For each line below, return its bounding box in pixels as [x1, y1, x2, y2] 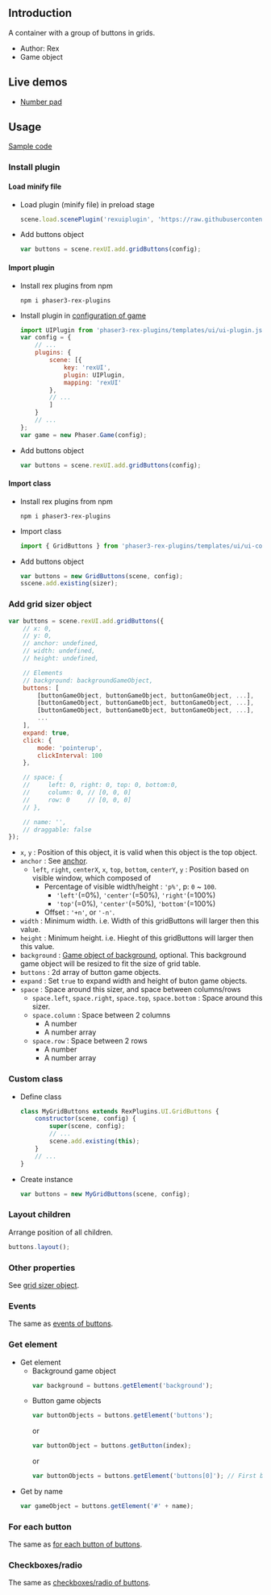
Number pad [19, 97, 62, 106]
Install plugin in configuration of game [19, 310, 147, 320]
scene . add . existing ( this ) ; [49, 1137, 140, 1146]
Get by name [19, 1487, 63, 1496]
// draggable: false [23, 826, 92, 834]
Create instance [19, 1174, 73, 1184]
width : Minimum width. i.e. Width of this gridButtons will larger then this [19, 916, 260, 926]
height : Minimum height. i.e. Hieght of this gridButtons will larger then [19, 933, 254, 943]
